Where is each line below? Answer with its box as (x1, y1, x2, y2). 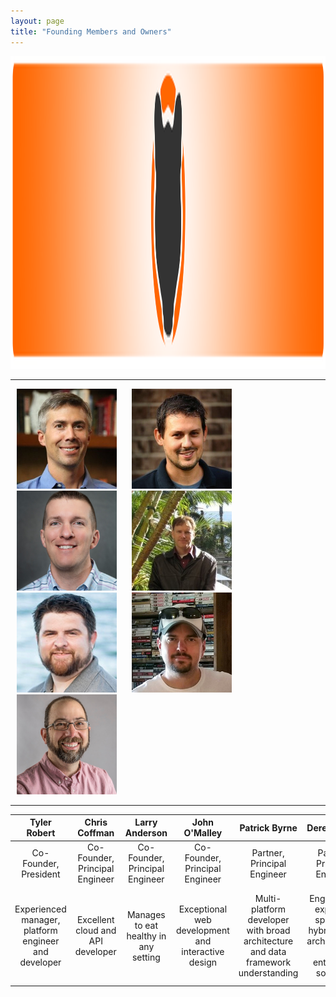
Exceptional (178, 903, 228, 915)
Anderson (124, 827, 168, 839)
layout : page (10, 16, 65, 26)
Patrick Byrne (239, 821, 298, 834)
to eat (134, 919, 159, 931)
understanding (238, 967, 299, 979)
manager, (21, 914, 61, 925)
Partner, (251, 846, 285, 859)
